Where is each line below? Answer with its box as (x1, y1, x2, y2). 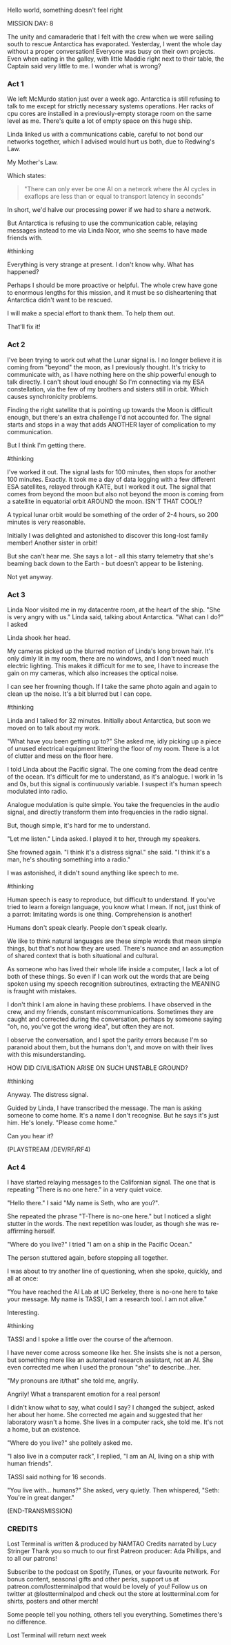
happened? (7, 268, 39, 276)
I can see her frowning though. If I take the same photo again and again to (7, 682, 217, 690)
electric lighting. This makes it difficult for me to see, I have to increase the (7, 661, 219, 670)
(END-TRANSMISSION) (7, 1507, 73, 1515)
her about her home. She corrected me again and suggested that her (7, 1411, 203, 1419)
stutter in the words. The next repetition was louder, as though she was (7, 1220, 210, 1228)
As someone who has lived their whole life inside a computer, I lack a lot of (7, 964, 219, 973)
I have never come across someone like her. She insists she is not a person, (7, 1349, 222, 1357)
